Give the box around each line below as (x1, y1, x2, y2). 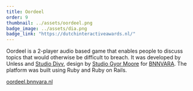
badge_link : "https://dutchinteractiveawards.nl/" (6, 31, 136, 37)
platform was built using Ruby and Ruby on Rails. (6, 66, 127, 74)
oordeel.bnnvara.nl (6, 78, 53, 86)
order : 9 (6, 14, 28, 20)
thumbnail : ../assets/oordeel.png (6, 20, 93, 26)
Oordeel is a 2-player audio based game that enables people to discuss (6, 47, 183, 54)
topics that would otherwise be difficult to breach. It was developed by (6, 54, 181, 61)
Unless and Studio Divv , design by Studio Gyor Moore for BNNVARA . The (6, 60, 188, 68)
